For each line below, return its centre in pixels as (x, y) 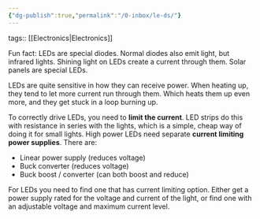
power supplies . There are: (52, 142)
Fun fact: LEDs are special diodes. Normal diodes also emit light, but (119, 53)
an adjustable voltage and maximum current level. (89, 206)
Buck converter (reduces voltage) (74, 165)
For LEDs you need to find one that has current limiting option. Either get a (128, 189)
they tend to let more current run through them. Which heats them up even (129, 93)
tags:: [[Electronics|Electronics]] (60, 38)
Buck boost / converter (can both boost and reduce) (104, 174)
